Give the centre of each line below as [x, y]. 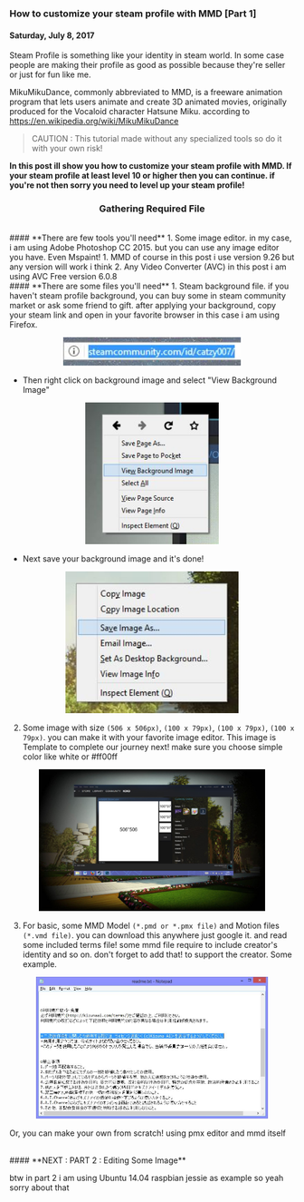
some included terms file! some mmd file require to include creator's [150, 945]
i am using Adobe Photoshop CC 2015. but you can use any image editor [144, 248]
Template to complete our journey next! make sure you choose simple [152, 748]
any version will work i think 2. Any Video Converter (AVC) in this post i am [148, 267]
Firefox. [24, 325]
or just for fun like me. [50, 74]
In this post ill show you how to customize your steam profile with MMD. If [151, 166]
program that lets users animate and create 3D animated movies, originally [148, 102]
